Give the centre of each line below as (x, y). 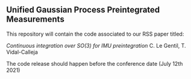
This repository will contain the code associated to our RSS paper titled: (95, 34)
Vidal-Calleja (22, 52)
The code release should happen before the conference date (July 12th (95, 63)
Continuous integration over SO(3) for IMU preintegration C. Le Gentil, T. (96, 45)
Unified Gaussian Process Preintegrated (83, 10)
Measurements (35, 20)
